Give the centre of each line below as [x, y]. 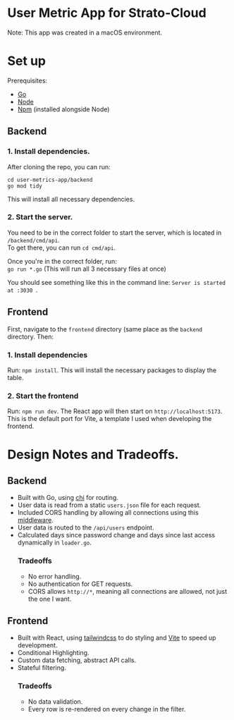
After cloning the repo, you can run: [59, 166]
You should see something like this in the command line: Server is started [117, 282]
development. [37, 645]
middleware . [36, 520]
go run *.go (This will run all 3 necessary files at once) [87, 269]
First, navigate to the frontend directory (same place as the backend [105, 329]
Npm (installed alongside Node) [63, 109]
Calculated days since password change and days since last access [116, 535]
